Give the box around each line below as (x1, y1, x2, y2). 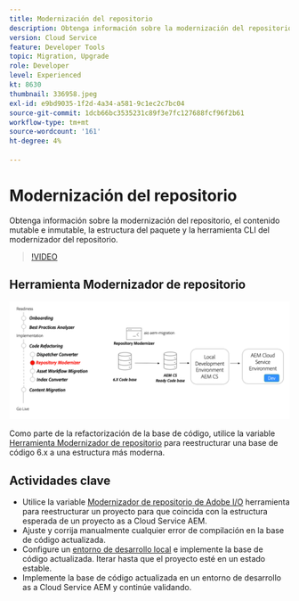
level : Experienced (9, 71, 82, 80)
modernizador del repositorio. (9, 234, 118, 244)
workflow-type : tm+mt (9, 118, 90, 127)
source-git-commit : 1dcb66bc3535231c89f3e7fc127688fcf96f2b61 (9, 108, 245, 118)
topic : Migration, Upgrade (9, 52, 109, 62)
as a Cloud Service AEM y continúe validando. (21, 582, 192, 593)
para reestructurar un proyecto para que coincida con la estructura (21, 506, 269, 517)
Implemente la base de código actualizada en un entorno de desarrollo (21, 572, 282, 583)
